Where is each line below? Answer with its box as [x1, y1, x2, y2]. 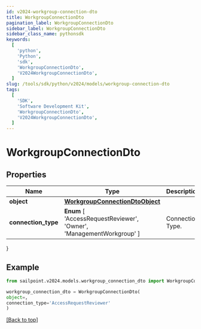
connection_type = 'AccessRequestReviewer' [6, 300, 111, 306]
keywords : [6, 36, 31, 42]
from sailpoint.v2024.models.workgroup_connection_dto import [6, 278, 165, 284]
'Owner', [64, 222, 89, 230]
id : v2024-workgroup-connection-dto [6, 8, 98, 15]
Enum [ [64, 207, 85, 215]
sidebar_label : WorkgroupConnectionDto [6, 25, 106, 32]
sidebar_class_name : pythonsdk [6, 31, 84, 37]
